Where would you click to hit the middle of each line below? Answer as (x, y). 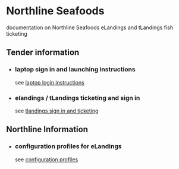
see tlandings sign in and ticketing (56, 111)
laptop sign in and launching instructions (75, 70)
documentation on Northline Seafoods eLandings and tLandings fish (90, 27)
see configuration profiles (46, 159)
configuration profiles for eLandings (68, 146)
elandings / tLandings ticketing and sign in (77, 98)
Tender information (43, 53)
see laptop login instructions (49, 82)
